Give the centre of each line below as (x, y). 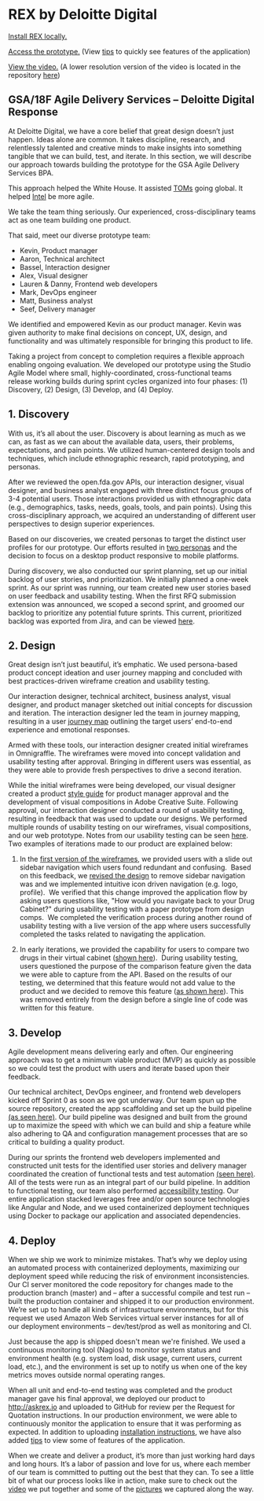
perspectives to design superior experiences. (82, 524)
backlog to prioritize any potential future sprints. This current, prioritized (125, 613)
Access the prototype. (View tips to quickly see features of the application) (130, 51)
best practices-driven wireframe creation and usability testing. (109, 681)
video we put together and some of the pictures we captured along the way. (131, 1489)
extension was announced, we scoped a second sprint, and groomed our (126, 604)
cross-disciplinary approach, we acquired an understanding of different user (132, 515)
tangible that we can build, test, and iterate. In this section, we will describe (130, 156)
